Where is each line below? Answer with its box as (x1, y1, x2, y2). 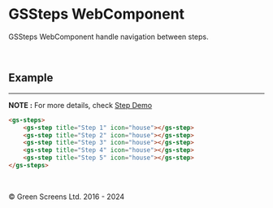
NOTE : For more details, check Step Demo (8, 100, 153, 110)
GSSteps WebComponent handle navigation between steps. (8, 32, 209, 41)
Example (8, 71, 54, 85)
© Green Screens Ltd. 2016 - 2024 (8, 192, 125, 201)
